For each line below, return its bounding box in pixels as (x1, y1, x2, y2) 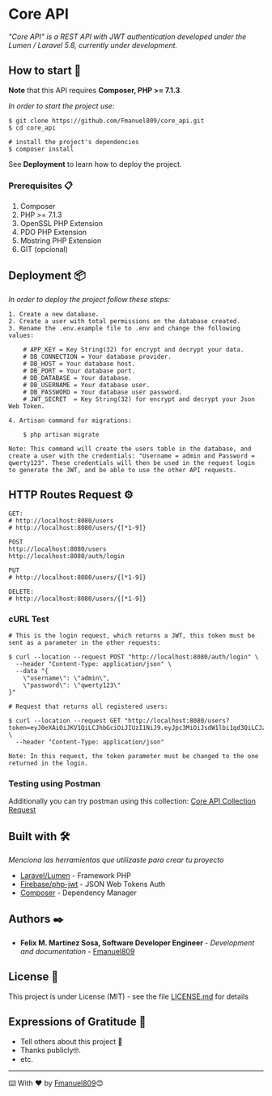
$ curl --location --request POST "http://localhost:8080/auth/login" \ (8, 653, 259, 661)
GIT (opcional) (19, 245, 69, 254)
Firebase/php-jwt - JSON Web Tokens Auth (19, 880, 166, 889)
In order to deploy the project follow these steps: (8, 294, 171, 304)
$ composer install (8, 145, 74, 153)
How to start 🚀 (8, 64, 82, 78)
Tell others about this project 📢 (19, 1036, 123, 1046)
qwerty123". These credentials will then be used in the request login (8, 458, 255, 467)
